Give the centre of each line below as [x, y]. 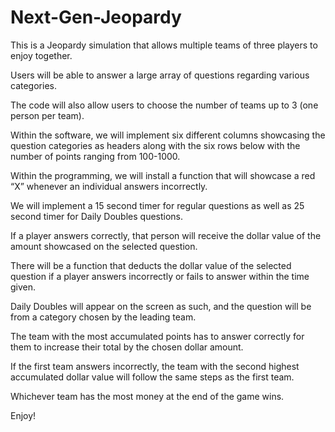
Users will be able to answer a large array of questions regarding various [160, 75]
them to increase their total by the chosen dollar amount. [127, 347]
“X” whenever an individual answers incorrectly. [109, 186]
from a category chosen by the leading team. [103, 317]
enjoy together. [41, 55]
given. [23, 287]
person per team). [47, 115]
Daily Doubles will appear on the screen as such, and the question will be [161, 306]
